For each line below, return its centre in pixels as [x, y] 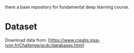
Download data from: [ [27, 40]
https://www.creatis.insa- [75, 40]
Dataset [21, 27]
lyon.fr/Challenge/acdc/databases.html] [45, 45]
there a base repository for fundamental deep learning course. [67, 7]
